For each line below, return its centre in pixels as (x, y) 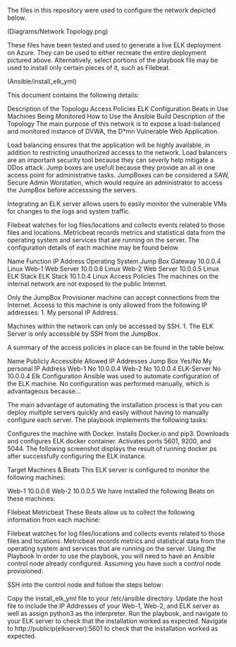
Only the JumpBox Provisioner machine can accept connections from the (113, 297)
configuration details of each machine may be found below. (93, 247)
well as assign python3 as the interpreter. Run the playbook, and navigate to (117, 613)
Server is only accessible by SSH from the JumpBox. (84, 334)
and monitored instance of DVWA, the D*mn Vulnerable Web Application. (113, 131)
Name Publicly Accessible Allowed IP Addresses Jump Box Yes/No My (110, 361)
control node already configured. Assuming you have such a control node (114, 564)
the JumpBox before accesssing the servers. (72, 190)
